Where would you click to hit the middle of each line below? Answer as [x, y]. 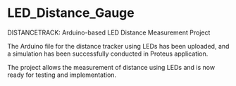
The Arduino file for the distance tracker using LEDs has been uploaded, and [118, 46]
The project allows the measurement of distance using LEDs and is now [111, 67]
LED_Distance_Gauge [71, 13]
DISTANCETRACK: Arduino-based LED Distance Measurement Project [109, 32]
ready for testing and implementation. [62, 75]
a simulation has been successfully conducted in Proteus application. [108, 54]
